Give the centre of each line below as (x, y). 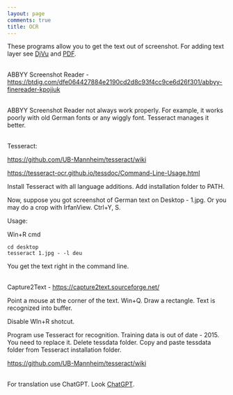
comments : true (29, 20)
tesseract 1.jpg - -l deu (45, 254)
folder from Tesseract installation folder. (64, 350)
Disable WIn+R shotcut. (41, 322)
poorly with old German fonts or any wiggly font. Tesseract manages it (108, 118)
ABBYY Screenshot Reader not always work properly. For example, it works (115, 110)
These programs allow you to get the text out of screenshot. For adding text (116, 47)
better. (17, 125)
